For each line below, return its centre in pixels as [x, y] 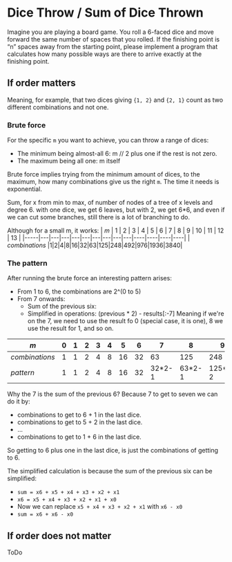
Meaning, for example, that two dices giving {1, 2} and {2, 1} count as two [115, 100]
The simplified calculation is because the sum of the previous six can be [110, 471]
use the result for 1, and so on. [70, 328]
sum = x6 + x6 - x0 [45, 515]
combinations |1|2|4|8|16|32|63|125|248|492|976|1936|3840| [95, 245]
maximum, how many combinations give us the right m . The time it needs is [113, 182]
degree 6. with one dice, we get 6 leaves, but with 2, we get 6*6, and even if [116, 210]
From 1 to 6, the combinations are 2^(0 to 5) [79, 291]
